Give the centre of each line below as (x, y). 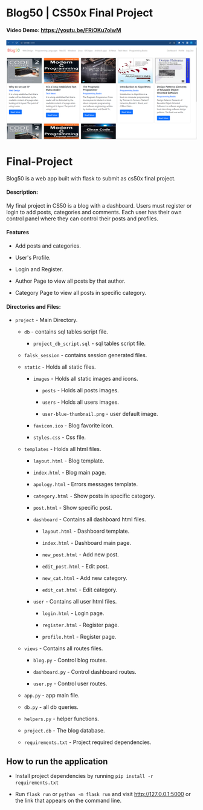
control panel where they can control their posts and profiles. (82, 219)
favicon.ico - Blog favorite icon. (73, 426)
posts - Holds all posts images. (80, 390)
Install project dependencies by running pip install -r (84, 776)
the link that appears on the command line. (68, 801)
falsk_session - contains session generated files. (85, 355)
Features (18, 232)
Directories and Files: (34, 306)
